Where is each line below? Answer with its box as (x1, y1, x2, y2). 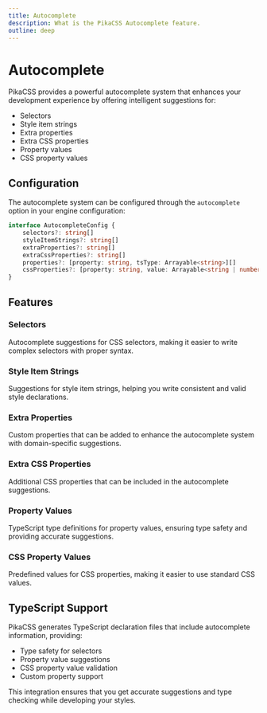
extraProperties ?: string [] (22, 244, 115, 252)
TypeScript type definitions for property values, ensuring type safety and (8, 523, 248, 532)
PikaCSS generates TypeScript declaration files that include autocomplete (8, 622, 250, 632)
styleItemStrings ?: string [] (22, 236, 119, 244)
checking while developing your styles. (8, 695, 137, 705)
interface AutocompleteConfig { (8, 221, 115, 229)
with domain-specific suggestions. (8, 439, 122, 449)
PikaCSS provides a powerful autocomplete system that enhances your (8, 87, 242, 96)
